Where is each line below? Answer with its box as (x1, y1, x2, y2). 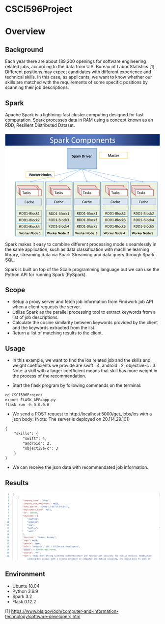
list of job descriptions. (12, 314, 59, 320)
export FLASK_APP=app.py (5, 398, 56, 403)
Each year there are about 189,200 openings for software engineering (5, 58, 146, 64)
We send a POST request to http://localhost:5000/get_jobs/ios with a (12, 411, 152, 417)
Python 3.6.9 (12, 588, 38, 594)
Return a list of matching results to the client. (12, 330, 103, 336)
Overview (5, 26, 46, 37)
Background (5, 45, 43, 54)
